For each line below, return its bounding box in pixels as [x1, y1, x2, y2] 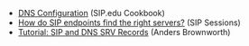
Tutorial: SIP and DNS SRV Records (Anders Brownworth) [17, 27, 231, 37]
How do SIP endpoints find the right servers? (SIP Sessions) [17, 17, 241, 28]
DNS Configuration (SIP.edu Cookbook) [17, 8, 165, 18]
